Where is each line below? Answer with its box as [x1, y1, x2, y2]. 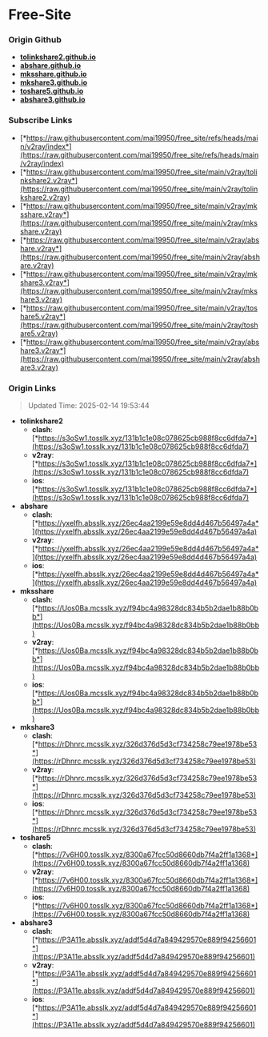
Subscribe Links [8, 114, 73, 126]
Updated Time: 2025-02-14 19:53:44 [27, 401, 150, 410]
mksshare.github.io [19, 70, 87, 79]
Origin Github [8, 34, 62, 46]
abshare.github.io [19, 61, 82, 70]
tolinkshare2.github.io [19, 52, 96, 62]
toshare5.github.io [19, 86, 84, 96]
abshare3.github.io [19, 94, 86, 105]
